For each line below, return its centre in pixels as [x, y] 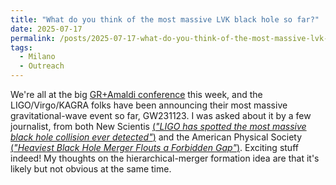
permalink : [33, 38]
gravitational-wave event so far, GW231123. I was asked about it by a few [161, 115]
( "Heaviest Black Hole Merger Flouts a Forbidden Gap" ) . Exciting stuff [154, 147]
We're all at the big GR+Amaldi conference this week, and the [136, 94]
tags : [21, 47]
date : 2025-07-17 [46, 29]
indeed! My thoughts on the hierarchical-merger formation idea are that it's [165, 158]
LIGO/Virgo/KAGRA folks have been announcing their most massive [149, 105]
